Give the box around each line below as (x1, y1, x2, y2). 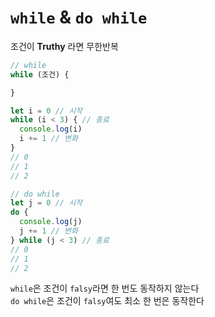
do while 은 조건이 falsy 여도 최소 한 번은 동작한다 (10, 295, 205, 307)
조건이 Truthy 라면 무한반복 (10, 40, 119, 52)
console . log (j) (19, 217, 83, 227)
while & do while (10, 6, 148, 29)
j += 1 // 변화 (19, 226, 78, 236)
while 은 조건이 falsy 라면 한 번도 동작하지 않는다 (10, 282, 200, 295)
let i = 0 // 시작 (10, 106, 83, 116)
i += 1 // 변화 (19, 134, 78, 144)
